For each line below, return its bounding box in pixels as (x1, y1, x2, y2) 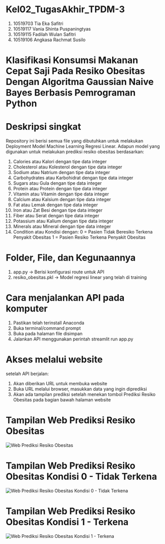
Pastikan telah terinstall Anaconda (13, 320, 84, 326)
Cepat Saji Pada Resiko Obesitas (6, 65, 145, 77)
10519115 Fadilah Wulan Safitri (13, 31, 76, 37)
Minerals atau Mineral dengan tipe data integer (13, 223, 111, 230)
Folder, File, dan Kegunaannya (6, 252, 136, 264)
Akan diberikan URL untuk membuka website (13, 380, 108, 386)
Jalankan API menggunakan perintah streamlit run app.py (13, 336, 134, 342)
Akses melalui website (6, 354, 103, 365)
